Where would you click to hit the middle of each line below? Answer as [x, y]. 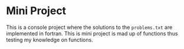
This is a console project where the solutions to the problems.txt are [89, 27]
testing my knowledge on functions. [50, 40]
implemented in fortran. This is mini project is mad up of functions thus [92, 33]
